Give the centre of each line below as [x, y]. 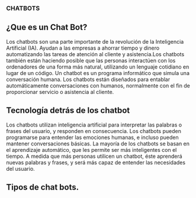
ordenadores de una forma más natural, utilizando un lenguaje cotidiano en [98, 67]
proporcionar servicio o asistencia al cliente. [60, 92]
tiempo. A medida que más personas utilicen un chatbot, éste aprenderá [94, 156]
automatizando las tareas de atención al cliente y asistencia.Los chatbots [95, 54]
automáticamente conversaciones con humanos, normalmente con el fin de [98, 85]
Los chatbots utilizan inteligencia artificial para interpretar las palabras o [94, 125]
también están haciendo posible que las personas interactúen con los [91, 60]
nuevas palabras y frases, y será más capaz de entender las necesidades [96, 162]
